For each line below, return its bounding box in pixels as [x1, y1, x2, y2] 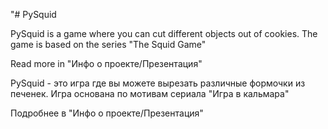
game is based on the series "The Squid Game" [10, 39, 207, 50]
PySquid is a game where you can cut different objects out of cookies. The [10, 28, 318, 39]
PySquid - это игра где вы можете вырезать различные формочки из [10, 77, 306, 89]
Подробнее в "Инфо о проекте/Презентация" [10, 107, 204, 119]
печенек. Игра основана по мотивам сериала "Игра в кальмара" [10, 88, 290, 99]
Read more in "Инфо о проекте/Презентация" [10, 58, 203, 69]
